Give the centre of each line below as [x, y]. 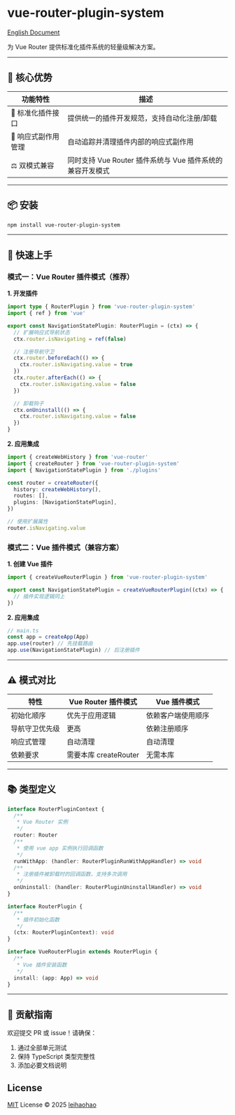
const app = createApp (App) [48, 637]
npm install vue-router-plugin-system [64, 225]
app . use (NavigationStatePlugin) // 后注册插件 [73, 650]
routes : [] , [31, 496]
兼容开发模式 [88, 171]
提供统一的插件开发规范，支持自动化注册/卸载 [142, 118]
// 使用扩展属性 [28, 521]
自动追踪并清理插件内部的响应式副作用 [130, 142]
